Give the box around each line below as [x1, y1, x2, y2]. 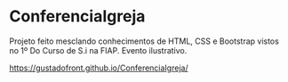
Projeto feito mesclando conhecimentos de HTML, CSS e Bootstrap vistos [9, 36, 280, 46]
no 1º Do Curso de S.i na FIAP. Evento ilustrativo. [9, 45, 188, 55]
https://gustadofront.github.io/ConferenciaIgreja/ [9, 62, 188, 73]
